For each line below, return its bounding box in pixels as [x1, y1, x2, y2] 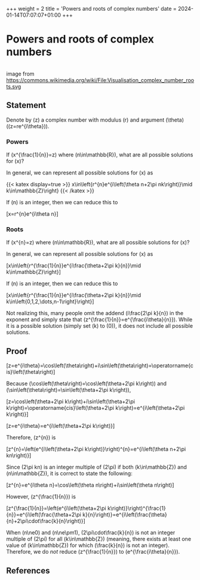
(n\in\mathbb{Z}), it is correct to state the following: [6, 470, 133, 477]
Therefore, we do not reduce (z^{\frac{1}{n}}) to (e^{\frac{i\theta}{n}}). [6, 548, 180, 555]
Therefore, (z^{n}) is [6, 434, 56, 441]
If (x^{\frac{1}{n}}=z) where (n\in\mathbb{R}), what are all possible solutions [6, 151, 193, 158]
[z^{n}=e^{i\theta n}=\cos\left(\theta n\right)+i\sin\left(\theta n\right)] [6, 482, 174, 489]
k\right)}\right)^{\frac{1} [107, 505, 166, 512]
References [6, 566, 50, 576]
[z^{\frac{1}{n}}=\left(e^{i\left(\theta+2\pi [6, 505, 106, 512]
